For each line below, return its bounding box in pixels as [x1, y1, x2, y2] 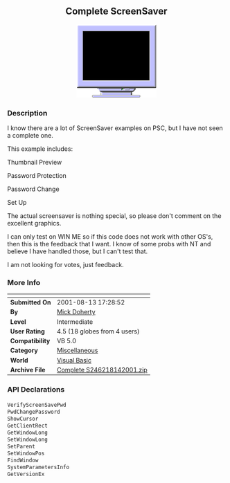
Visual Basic [56, 356, 92, 364]
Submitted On [10, 298, 51, 307]
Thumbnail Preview [7, 158, 62, 167]
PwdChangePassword [7, 408, 60, 415]
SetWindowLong [7, 436, 48, 443]
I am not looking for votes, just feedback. [7, 261, 124, 269]
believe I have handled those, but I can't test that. [7, 247, 148, 255]
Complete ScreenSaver [65, 6, 168, 17]
